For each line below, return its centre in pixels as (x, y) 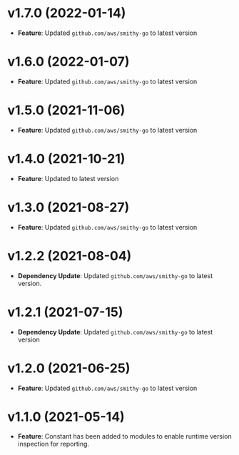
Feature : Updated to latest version (68, 178)
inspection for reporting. (54, 444)
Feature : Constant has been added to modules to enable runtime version (124, 436)
